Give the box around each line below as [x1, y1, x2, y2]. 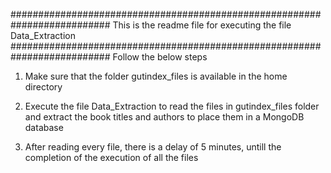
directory [24, 81, 63, 93]
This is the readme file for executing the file [112, 19, 292, 31]
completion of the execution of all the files [24, 152, 199, 163]
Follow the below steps [112, 51, 208, 63]
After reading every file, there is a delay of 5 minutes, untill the [24, 141, 282, 153]
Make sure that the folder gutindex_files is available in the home [24, 70, 288, 82]
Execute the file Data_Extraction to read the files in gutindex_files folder [24, 100, 320, 112]
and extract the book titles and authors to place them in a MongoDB [24, 111, 305, 123]
